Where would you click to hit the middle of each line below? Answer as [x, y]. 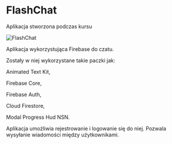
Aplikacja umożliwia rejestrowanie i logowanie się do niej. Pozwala [86, 128]
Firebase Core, [24, 83]
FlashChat [32, 10]
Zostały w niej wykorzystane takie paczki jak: [61, 60]
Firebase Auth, [24, 94]
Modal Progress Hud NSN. [38, 117]
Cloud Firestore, [26, 105]
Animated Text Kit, [28, 71]
